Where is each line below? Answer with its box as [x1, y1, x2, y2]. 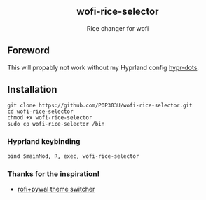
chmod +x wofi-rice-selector [7, 114, 92, 121]
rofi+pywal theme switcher [17, 185, 95, 194]
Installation [7, 84, 57, 95]
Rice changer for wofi [86, 24, 149, 32]
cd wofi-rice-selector [7, 108, 74, 115]
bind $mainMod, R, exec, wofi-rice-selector [7, 152, 139, 160]
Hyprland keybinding [7, 137, 81, 147]
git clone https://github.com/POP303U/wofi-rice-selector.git [7, 102, 193, 109]
